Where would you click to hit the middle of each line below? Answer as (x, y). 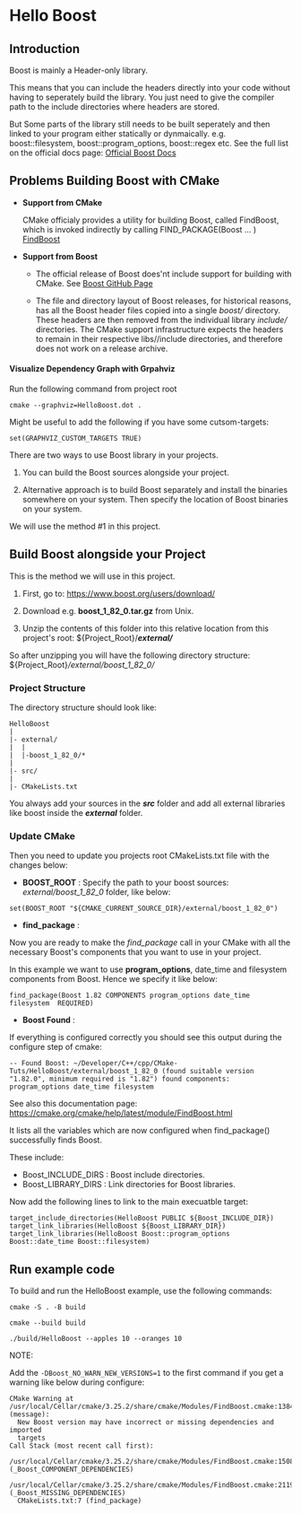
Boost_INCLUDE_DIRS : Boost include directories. (113, 1175)
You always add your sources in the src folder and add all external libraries (147, 803)
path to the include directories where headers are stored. (115, 107)
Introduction (45, 49)
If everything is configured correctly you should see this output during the (146, 1037)
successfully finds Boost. (56, 1140)
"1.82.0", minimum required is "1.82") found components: (120, 1079)
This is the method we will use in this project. (92, 576)
